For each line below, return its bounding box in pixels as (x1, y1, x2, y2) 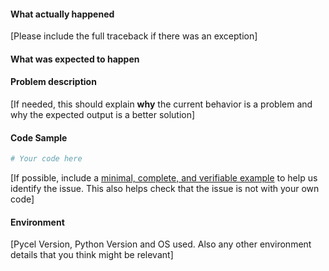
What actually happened (10, 8, 115, 20)
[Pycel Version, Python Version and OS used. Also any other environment (10, 238, 312, 250)
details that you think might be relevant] (10, 249, 174, 261)
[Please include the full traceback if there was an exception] (10, 30, 258, 42)
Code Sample (10, 131, 68, 144)
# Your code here (10, 154, 83, 164)
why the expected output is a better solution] (10, 109, 196, 120)
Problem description (10, 76, 97, 88)
